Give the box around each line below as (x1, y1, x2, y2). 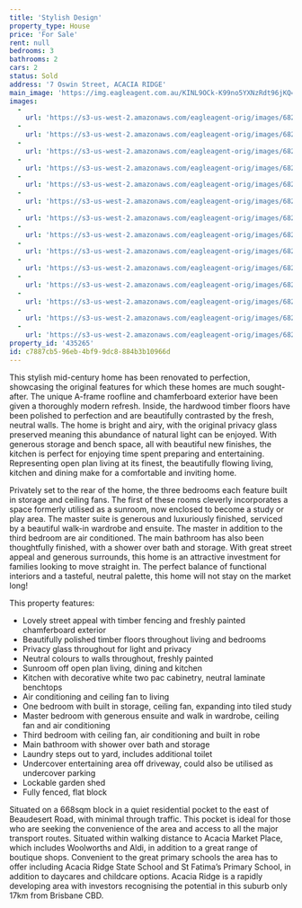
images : (9, 96, 39, 106)
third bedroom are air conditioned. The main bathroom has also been (9, 532, 264, 543)
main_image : (9, 88, 54, 97)
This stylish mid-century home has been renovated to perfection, (9, 372, 251, 383)
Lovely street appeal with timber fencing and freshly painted (22, 614, 245, 625)
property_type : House (9, 22, 91, 31)
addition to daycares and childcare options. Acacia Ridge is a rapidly (9, 870, 263, 881)
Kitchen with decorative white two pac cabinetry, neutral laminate (22, 672, 266, 683)
